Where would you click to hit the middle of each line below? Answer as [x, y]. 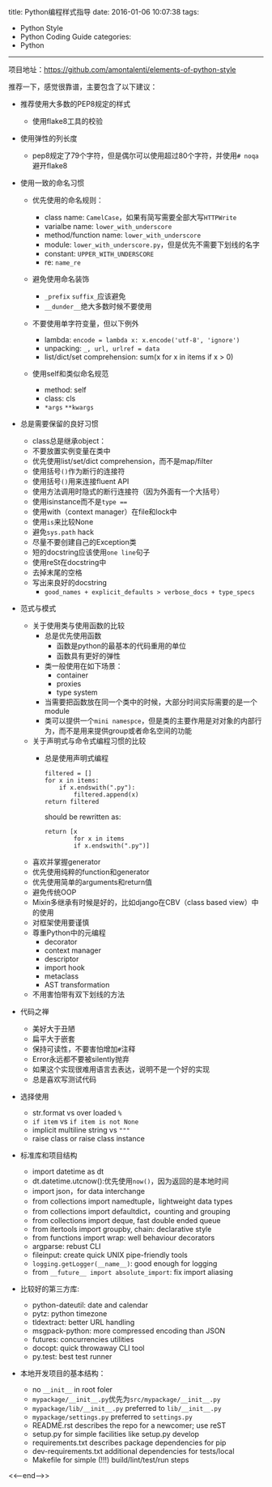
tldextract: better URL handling [83, 1322]
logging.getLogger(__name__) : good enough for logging [125, 1264]
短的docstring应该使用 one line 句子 [91, 552]
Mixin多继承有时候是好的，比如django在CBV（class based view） [142, 902]
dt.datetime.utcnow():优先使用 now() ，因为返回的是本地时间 [130, 1181]
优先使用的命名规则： [68, 200]
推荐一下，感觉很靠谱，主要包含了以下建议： [83, 87]
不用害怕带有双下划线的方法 [79, 994]
